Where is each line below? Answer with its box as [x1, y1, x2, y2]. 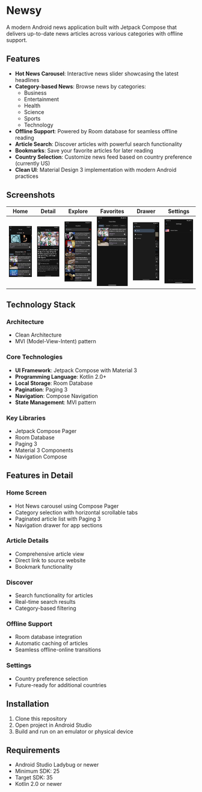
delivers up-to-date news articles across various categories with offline [6, 30, 183, 37]
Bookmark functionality [14, 563, 73, 570]
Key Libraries [6, 414, 46, 422]
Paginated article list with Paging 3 [14, 515, 101, 522]
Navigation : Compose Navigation [14, 392, 98, 399]
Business [23, 89, 47, 97]
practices [14, 173, 39, 180]
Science [23, 108, 44, 115]
